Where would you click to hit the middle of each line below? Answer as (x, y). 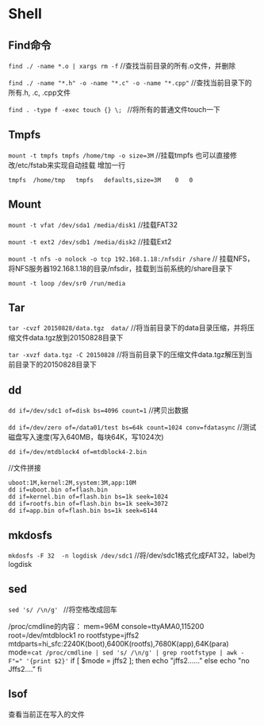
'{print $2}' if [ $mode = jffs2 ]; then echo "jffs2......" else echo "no (138, 660)
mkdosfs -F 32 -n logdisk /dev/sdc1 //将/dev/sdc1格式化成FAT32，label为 (132, 555)
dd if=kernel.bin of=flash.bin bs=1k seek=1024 (88, 497)
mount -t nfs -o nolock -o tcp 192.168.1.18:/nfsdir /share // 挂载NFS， (131, 258)
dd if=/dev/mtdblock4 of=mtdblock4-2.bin (78, 452)
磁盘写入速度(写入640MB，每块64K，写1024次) (86, 437)
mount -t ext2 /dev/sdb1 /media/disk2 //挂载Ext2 (90, 241)
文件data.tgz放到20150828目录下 (69, 338)
